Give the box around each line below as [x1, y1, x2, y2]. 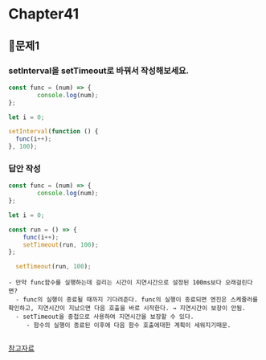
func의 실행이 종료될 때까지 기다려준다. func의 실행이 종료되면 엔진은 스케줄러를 [23, 296, 259, 304]
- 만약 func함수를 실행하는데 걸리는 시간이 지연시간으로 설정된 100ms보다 [8, 279, 223, 287]
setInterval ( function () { [8, 128, 99, 136]
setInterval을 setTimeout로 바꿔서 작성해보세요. [8, 65, 190, 76]
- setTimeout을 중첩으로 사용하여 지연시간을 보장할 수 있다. [15, 313, 194, 321]
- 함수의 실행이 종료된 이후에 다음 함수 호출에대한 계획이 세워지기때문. [26, 321, 231, 329]
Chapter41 [8, 5, 80, 23]
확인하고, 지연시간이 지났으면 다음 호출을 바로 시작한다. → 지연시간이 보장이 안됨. [8, 305, 247, 313]
